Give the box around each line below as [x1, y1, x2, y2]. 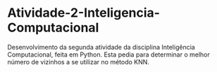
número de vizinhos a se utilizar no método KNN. [7, 57, 150, 66]
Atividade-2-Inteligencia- [7, 5, 161, 21]
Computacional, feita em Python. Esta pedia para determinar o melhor [7, 50, 210, 59]
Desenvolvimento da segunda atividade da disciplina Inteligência [7, 43, 195, 51]
